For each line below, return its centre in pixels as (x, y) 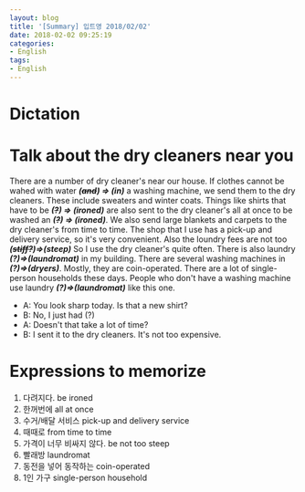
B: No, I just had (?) (59, 315)
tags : (20, 60)
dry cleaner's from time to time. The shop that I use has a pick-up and (141, 230)
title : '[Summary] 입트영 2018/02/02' (80, 26)
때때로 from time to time (67, 432)
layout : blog (34, 18)
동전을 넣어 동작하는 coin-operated (86, 466)
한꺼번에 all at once (58, 409)
